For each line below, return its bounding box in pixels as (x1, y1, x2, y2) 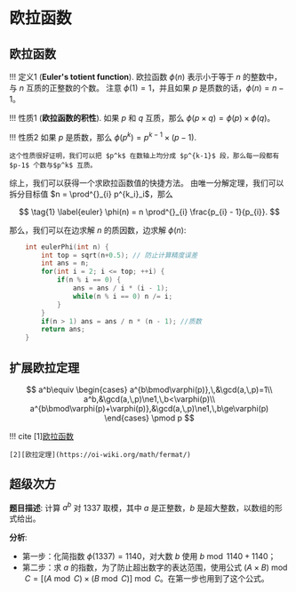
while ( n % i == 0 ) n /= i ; (72, 292, 173, 300)
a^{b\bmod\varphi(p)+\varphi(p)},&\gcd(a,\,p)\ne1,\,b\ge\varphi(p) (29, 403, 269, 413)
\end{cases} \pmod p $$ (104, 412, 195, 423)
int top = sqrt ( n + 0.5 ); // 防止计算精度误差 (41, 251, 198, 260)
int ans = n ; (41, 259, 90, 268)
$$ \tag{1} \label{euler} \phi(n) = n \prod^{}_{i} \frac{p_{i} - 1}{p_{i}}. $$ (19, 206, 280, 217)
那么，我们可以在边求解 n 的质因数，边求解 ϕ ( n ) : (9, 224, 187, 236)
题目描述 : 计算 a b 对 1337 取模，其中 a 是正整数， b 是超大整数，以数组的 (9, 500, 276, 513)
